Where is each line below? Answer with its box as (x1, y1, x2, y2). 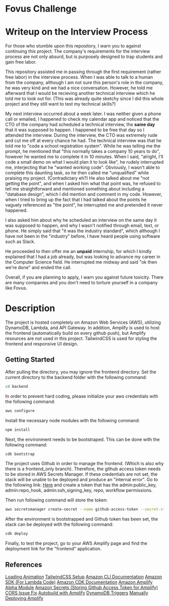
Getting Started (5, 356, 55, 364)
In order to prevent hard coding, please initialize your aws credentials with (5, 393, 158, 399)
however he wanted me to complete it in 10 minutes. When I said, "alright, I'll (5, 154, 163, 160)
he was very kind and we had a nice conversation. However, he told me (5, 85, 153, 91)
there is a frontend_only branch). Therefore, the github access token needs (5, 466, 161, 472)
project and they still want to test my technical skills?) (5, 101, 116, 107)
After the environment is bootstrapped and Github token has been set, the (5, 516, 158, 522)
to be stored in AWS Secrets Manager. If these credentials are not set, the (5, 471, 157, 477)
